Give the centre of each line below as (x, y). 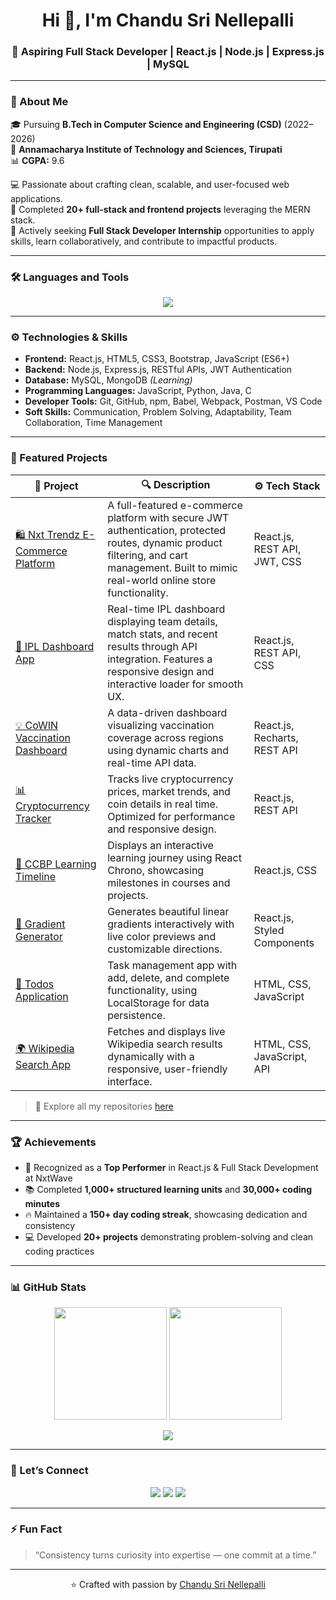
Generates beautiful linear (168, 911)
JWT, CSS (277, 561)
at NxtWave (48, 1178)
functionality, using (152, 990)
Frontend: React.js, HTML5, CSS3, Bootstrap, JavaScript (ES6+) (157, 359)
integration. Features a (160, 659)
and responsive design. (162, 829)
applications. (36, 198)
